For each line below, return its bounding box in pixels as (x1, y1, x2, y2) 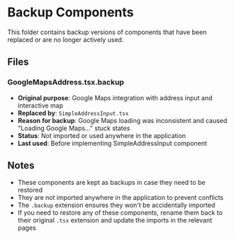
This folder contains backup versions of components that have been (7, 28, 207, 36)
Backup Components (7, 4, 134, 21)
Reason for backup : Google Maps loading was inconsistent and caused (17, 116, 228, 124)
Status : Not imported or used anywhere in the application (17, 131, 186, 139)
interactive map (17, 101, 64, 110)
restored (17, 186, 43, 194)
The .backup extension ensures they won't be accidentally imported (17, 201, 216, 210)
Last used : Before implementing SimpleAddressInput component (17, 139, 208, 147)
